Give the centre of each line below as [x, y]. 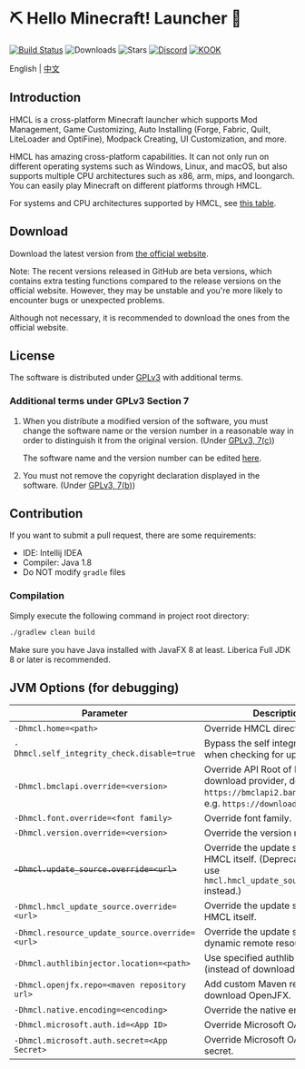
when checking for [244, 755]
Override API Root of [248, 769]
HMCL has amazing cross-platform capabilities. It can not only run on [139, 156]
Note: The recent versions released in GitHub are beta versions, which [141, 271]
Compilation [37, 596]
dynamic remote [239, 944]
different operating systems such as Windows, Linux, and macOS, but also [148, 166]
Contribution [46, 514]
